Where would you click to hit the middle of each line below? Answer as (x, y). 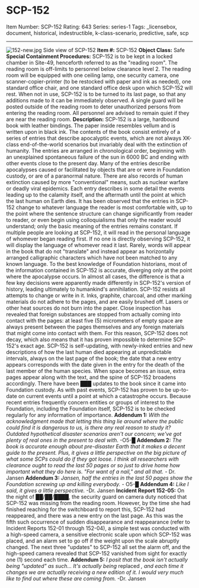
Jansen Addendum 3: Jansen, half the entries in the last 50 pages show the (99, 478)
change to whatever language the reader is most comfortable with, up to (104, 207)
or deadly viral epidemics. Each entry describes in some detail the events (95, 188)
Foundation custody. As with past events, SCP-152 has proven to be (89, 390)
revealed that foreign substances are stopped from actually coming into (93, 314)
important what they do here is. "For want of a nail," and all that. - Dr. (91, 471)
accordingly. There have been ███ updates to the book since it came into (96, 383)
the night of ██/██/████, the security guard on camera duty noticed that (97, 497)
